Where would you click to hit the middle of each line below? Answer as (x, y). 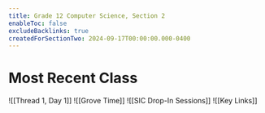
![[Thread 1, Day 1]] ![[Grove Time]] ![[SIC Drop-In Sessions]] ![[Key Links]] (133, 101)
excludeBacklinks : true (49, 31)
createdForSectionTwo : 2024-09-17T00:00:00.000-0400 (100, 38)
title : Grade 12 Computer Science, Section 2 (87, 16)
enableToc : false (38, 23)
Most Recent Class (73, 78)
